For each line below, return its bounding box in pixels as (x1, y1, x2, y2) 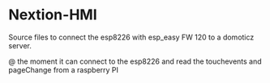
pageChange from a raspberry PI (8, 64, 119, 74)
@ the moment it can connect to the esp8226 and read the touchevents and (8, 56, 262, 66)
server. (8, 40, 32, 50)
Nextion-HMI (8, 6, 97, 24)
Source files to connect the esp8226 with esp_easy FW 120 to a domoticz (8, 32, 255, 42)
